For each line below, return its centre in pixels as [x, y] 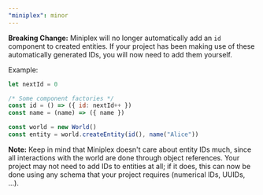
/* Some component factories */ [61, 98]
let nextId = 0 [33, 84]
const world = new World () [52, 127]
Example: [23, 70]
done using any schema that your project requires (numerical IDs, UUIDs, [127, 175]
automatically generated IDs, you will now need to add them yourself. [120, 54]
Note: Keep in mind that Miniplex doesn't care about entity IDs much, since [130, 149]
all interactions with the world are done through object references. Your [124, 157]
